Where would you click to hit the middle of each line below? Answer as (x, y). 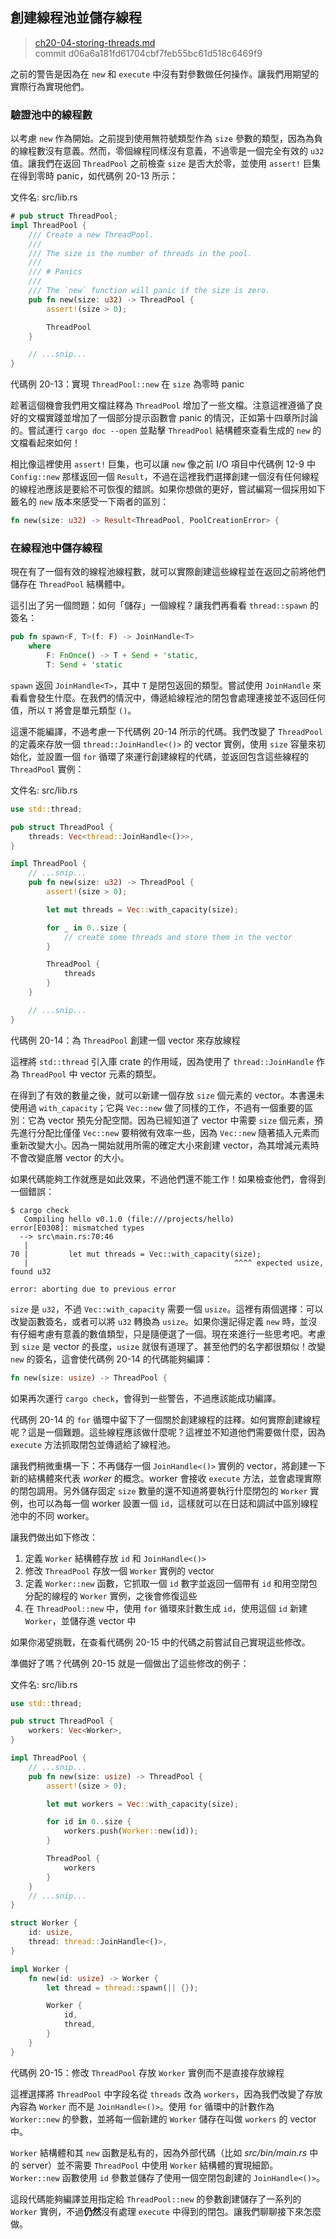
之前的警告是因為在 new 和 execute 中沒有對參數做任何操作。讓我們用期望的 (165, 74)
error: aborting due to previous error (93, 1289)
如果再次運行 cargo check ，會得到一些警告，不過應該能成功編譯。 (146, 1398)
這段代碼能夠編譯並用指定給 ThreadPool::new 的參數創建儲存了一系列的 (156, 2199)
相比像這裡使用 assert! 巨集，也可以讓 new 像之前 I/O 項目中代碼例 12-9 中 (163, 464)
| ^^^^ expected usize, (174, 1263)
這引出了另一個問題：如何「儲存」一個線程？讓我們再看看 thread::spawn (159, 605)
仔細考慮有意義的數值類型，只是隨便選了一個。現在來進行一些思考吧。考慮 (172, 1334)
